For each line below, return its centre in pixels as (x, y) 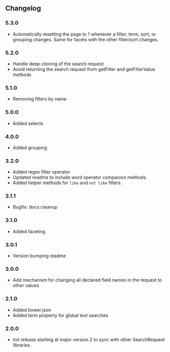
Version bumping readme (39, 256)
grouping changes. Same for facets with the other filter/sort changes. (86, 39)
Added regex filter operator (41, 172)
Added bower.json (32, 310)
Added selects (28, 123)
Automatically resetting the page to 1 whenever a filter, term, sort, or (84, 34)
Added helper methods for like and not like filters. (67, 183)
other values (26, 286)
